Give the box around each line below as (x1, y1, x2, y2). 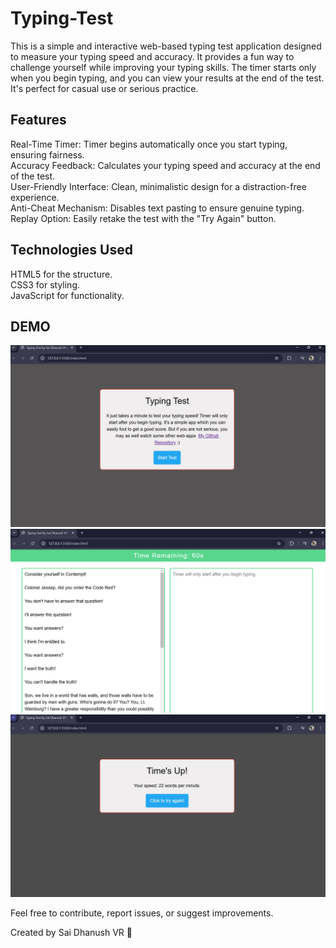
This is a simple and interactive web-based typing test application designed (10, 40, 322, 52)
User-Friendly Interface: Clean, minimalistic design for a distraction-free (10, 180, 307, 192)
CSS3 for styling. (10, 278, 81, 291)
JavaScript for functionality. (10, 289, 125, 301)
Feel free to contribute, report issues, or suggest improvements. (10, 907, 274, 919)
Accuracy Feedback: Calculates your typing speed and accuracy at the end (10, 159, 321, 171)
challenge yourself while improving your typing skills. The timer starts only (10, 61, 317, 73)
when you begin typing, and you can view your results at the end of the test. (10, 72, 325, 84)
